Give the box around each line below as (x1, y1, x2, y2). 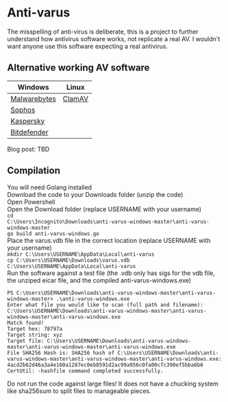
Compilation (7, 165, 60, 176)
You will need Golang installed (7, 183, 92, 191)
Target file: (7, 338, 45, 344)
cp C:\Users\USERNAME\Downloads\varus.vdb (7, 257, 130, 263)
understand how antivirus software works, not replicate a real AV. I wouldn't (7, 34, 220, 43)
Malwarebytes (10, 94, 57, 104)
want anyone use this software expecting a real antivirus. (7, 42, 168, 50)
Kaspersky (10, 116, 45, 126)
